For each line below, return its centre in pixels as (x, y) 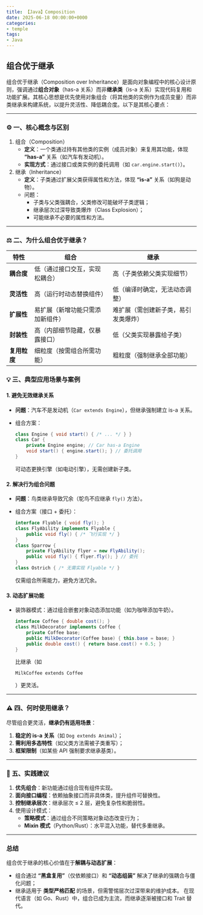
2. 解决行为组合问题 (31, 484)
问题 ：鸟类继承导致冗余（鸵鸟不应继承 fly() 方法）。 (80, 499)
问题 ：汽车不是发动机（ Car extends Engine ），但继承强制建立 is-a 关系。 (105, 410)
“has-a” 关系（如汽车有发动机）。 (66, 157)
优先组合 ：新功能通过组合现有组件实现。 (65, 788)
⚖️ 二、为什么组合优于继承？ (47, 240)
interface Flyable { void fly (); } (60, 523)
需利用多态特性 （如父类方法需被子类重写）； (69, 743)
